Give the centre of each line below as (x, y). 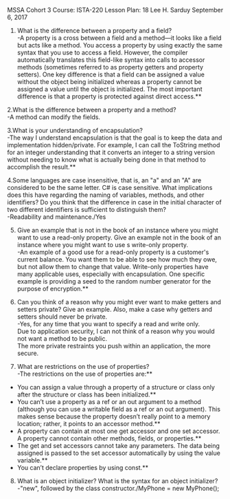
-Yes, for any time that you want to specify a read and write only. (108, 324)
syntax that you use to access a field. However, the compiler (102, 52)
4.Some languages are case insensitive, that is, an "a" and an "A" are (104, 180)
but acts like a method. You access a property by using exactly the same (120, 45)
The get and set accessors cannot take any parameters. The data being (118, 446)
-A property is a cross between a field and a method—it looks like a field (119, 38)
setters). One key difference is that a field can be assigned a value (111, 74)
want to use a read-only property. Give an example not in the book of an (119, 237)
